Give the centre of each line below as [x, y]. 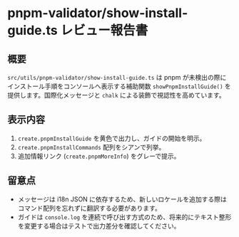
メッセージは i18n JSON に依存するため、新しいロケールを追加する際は [122, 199]
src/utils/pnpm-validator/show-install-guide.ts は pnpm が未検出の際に [117, 77]
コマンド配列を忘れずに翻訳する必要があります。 [90, 208]
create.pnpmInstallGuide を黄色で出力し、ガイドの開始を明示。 [112, 138]
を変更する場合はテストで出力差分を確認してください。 [99, 226]
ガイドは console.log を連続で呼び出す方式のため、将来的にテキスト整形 [124, 217]
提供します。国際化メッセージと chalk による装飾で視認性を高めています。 [117, 95]
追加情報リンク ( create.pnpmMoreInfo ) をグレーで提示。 [99, 156]
